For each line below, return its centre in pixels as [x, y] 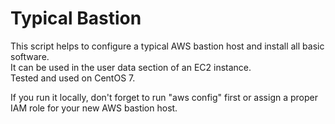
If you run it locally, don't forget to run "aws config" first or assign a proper [164, 97]
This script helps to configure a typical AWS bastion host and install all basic [167, 46]
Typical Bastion [76, 18]
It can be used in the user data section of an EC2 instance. [131, 67]
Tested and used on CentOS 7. [73, 78]
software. [30, 56]
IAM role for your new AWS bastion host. [94, 108]
